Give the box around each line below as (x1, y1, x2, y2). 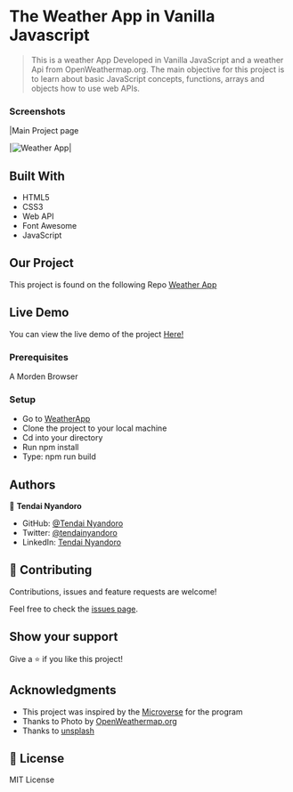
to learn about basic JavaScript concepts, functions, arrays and (30, 73, 265, 84)
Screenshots (9, 105, 66, 117)
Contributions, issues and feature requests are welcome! (9, 586, 217, 597)
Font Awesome (21, 221, 77, 231)
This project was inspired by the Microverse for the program (21, 706, 243, 717)
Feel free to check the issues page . (9, 603, 138, 614)
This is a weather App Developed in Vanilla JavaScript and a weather (30, 54, 284, 65)
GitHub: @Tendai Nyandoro (21, 518, 124, 529)
